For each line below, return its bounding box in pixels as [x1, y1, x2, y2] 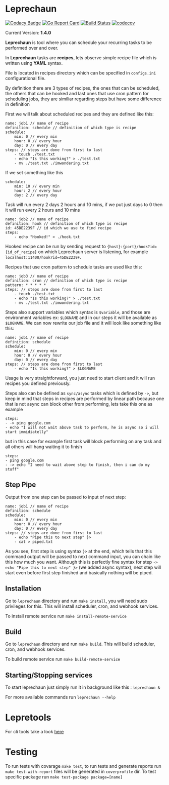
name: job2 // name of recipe [5, 216, 69, 222]
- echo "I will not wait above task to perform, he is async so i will [5, 425, 159, 430]
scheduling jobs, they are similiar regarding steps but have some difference [5, 96, 162, 102]
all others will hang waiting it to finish [5, 444, 82, 450]
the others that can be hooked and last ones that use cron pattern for [5, 90, 149, 96]
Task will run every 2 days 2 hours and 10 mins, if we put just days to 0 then [5, 201, 163, 208]
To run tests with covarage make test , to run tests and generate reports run [5, 763, 161, 769]
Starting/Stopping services [5, 671, 93, 679]
